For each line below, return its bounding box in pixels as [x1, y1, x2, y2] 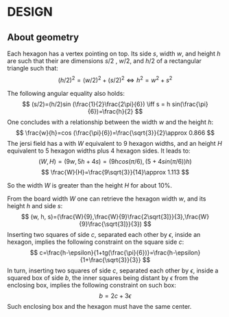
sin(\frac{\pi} [171, 100, 208, 108]
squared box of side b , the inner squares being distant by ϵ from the [7, 273, 199, 281]
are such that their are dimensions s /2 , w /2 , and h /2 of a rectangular [7, 57, 202, 65]
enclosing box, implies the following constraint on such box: [7, 281, 177, 289]
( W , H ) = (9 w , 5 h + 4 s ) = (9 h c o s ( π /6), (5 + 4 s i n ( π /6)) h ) [38, 157, 192, 165]
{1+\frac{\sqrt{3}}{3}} [80, 255, 141, 264]
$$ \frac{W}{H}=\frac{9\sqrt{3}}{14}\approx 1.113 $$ [40, 168, 190, 176]
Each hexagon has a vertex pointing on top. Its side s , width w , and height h [7, 49, 221, 58]
